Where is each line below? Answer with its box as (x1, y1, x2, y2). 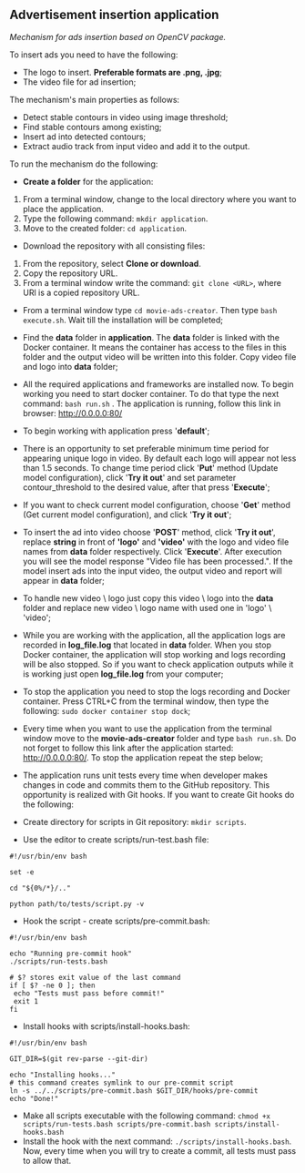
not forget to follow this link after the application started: (22, 742, 234, 753)
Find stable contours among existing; (22, 121, 162, 132)
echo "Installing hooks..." (9, 1070, 117, 1079)
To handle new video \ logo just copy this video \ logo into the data (22, 592, 274, 604)
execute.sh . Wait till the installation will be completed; (22, 314, 224, 325)
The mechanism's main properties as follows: (9, 94, 180, 105)
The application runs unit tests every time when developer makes (22, 770, 269, 780)
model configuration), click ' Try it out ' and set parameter (22, 472, 237, 483)
